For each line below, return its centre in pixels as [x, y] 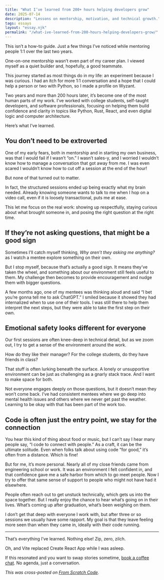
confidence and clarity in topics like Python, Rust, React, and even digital [78, 111]
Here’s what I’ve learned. [30, 126]
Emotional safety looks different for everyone [76, 328]
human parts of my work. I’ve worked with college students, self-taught [77, 100]
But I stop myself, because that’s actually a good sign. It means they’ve [76, 267]
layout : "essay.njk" [26, 28]
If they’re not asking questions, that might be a [77, 233]
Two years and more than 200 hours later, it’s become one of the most [76, 95]
